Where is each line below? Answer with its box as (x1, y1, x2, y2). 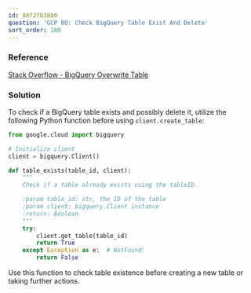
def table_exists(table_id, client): (8, 167, 132, 174)
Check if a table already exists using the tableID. (22, 181, 198, 189)
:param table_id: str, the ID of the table (22, 196, 167, 203)
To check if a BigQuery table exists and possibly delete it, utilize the (8, 107, 227, 116)
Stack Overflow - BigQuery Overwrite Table (8, 70, 149, 79)
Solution (8, 90, 42, 101)
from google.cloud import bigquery (8, 130, 125, 138)
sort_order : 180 (8, 26, 61, 34)
